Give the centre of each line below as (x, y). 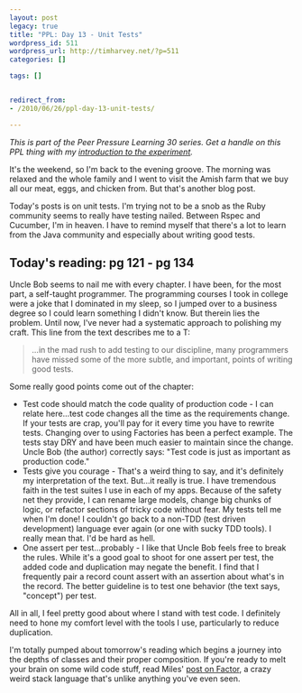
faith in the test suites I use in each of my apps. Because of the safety (152, 490)
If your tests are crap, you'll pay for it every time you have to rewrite (148, 423)
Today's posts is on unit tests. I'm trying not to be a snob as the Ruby (137, 206)
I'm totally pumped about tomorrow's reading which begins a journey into (146, 650)
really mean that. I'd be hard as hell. (89, 539)
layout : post (34, 18)
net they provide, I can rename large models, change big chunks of (147, 500)
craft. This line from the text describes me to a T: (100, 333)
